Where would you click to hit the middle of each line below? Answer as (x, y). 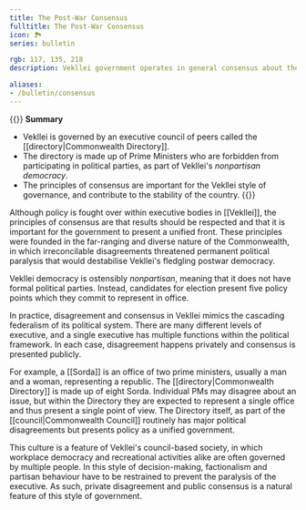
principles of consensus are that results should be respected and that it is (147, 222)
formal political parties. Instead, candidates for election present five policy (149, 288)
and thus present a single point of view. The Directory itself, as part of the (148, 410)
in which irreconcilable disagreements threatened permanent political (140, 250)
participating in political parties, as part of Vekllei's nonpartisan (142, 166)
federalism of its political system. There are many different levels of (136, 325)
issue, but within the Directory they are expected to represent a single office (152, 401)
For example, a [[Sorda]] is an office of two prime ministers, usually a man (148, 372)
